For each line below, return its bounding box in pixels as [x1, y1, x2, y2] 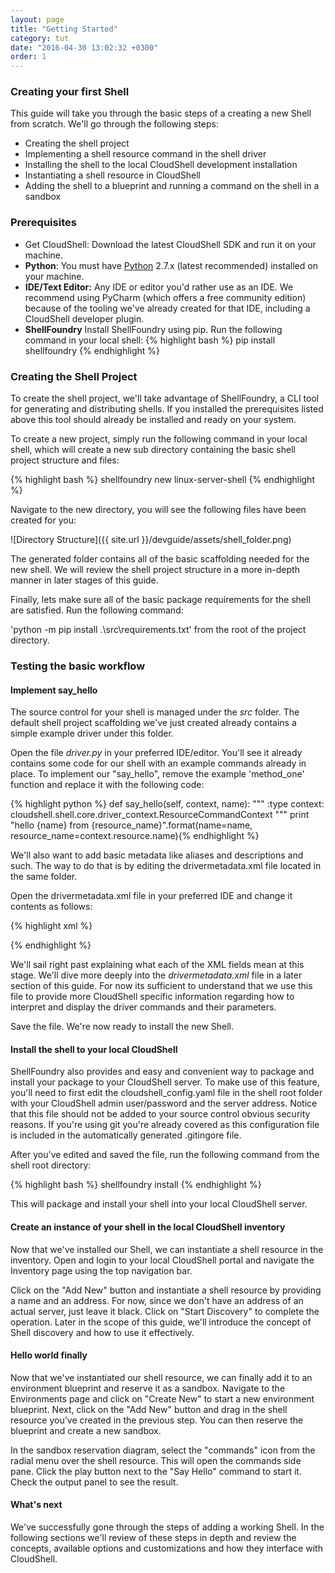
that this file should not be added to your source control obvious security [10, 1108, 311, 1120]
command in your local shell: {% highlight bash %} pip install [24, 334, 276, 346]
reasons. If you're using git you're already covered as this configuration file [10, 1119, 320, 1131]
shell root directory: [10, 1159, 92, 1171]
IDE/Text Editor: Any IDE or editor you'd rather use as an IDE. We [24, 281, 294, 293]
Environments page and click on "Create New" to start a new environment [10, 1392, 315, 1405]
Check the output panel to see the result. [10, 1476, 179, 1488]
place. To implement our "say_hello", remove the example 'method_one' [10, 768, 305, 780]
